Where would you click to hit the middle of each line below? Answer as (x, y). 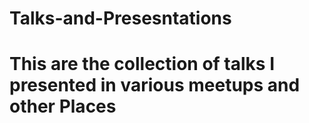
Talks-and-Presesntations (120, 18)
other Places (63, 106)
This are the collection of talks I (142, 64)
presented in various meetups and (155, 85)
